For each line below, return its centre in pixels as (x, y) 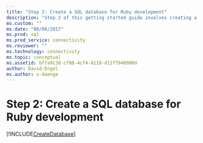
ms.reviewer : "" (27, 46)
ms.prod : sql (23, 35)
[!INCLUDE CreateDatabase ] (41, 134)
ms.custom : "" (24, 23)
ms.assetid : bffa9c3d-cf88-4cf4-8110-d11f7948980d (72, 63)
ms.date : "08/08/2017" (35, 29)
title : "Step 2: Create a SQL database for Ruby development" (87, 12)
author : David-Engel (33, 68)
